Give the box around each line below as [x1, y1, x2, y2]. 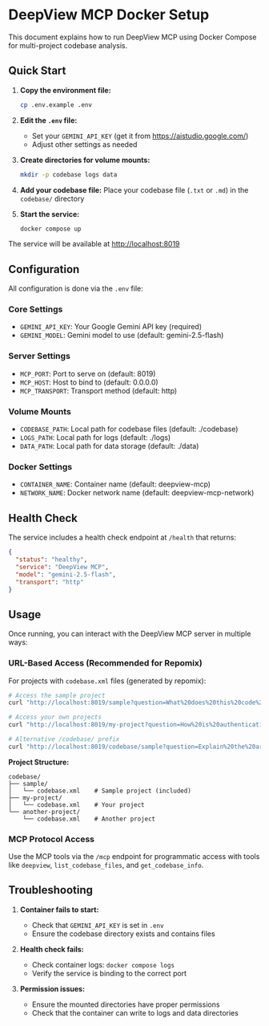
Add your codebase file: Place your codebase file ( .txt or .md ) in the [19, 185, 249, 194]
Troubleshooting [8, 883, 94, 897]
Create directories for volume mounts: [19, 155, 151, 165]
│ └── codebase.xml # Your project [8, 800, 146, 808]
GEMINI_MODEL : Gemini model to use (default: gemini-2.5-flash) [19, 331, 224, 340]
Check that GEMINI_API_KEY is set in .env [31, 920, 164, 930]
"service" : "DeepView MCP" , [15, 563, 110, 571]
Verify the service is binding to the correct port [31, 968, 187, 978]
